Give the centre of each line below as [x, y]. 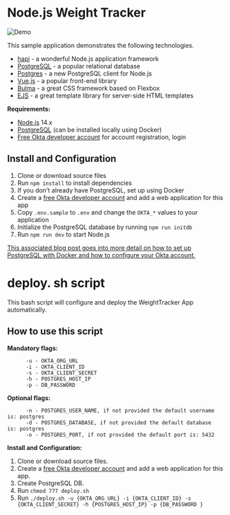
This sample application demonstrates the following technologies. [101, 45]
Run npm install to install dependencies [75, 183]
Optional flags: [29, 398]
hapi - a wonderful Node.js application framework [88, 58]
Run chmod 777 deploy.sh [53, 490]
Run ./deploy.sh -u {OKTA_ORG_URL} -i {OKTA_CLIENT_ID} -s [104, 498]
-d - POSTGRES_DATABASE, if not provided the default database [118, 423]
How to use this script [55, 331]
